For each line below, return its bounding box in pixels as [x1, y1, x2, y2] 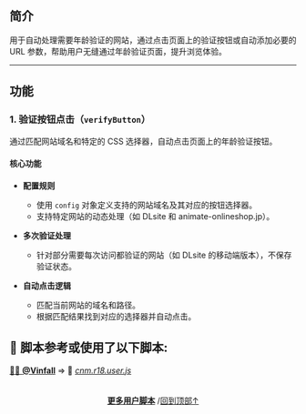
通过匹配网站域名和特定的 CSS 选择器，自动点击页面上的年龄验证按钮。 [9, 136, 278, 146]
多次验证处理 [22, 230, 71, 241]
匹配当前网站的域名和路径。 [36, 299, 141, 310]
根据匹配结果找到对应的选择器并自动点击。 [36, 310, 197, 321]
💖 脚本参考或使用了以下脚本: [9, 340, 168, 356]
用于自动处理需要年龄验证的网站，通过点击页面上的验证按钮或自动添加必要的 [9, 35, 297, 45]
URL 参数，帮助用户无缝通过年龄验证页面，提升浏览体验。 [9, 45, 228, 56]
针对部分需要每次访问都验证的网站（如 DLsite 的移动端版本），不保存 [36, 249, 292, 260]
